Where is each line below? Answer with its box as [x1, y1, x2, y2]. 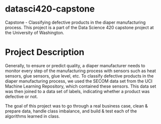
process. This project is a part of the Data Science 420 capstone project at [5, 24, 154, 30]
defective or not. [5, 93, 38, 99]
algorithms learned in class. [5, 113, 60, 119]
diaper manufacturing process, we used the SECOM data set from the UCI [5, 78, 153, 84]
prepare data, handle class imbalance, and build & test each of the [5, 108, 137, 114]
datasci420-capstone [5, 3, 95, 15]
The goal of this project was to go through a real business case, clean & [5, 103, 148, 108]
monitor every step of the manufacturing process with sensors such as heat [5, 68, 156, 74]
